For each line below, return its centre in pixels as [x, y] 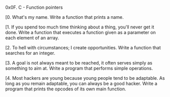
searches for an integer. [30, 53]
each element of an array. [32, 38]
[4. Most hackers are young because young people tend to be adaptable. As [85, 78]
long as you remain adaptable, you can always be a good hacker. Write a [81, 84]
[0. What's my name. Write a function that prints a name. [64, 17]
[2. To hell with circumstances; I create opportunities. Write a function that [83, 47]
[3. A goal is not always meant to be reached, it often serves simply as [79, 63]
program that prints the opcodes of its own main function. [66, 89]
